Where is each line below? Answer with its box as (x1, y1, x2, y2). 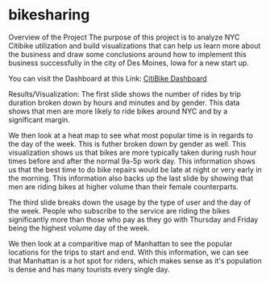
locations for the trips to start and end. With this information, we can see (8, 247, 249, 257)
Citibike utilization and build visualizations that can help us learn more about (8, 40, 261, 50)
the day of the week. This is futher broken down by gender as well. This (8, 139, 247, 148)
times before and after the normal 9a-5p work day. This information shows (8, 156, 256, 166)
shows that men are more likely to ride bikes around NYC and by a (8, 106, 228, 116)
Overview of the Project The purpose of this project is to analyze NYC (8, 32, 240, 42)
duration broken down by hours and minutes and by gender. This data (8, 97, 240, 107)
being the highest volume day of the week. (8, 223, 151, 233)
